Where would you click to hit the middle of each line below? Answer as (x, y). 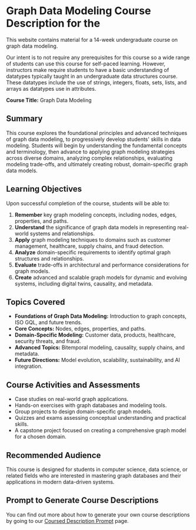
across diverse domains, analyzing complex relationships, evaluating (89, 158)
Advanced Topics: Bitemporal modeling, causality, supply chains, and (100, 348)
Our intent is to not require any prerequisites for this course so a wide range (98, 57)
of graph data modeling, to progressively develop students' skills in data (94, 139)
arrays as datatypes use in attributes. (51, 88)
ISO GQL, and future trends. (48, 322)
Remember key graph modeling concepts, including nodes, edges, (96, 215)
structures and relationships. (49, 258)
